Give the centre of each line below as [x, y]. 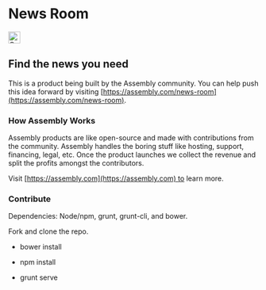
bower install [40, 247]
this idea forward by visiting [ [56, 91]
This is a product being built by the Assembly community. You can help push [133, 83]
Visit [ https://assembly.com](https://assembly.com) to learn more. [116, 178]
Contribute [30, 199]
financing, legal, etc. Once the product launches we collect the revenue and [132, 155]
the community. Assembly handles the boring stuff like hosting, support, [126, 147]
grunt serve [39, 277]
